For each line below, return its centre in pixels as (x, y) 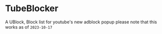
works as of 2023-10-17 (29, 27)
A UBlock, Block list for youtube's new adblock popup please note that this (81, 22)
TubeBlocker (32, 8)
